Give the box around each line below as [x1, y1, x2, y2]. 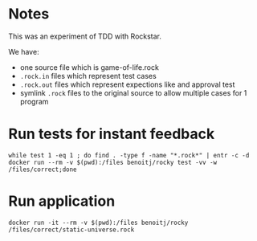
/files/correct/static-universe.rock [8, 226, 135, 234]
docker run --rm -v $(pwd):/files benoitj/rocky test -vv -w [8, 158, 218, 166]
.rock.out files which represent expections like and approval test [19, 80, 235, 89]
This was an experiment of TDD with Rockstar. [8, 31, 162, 41]
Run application [8, 192, 116, 210]
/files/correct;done [8, 165, 78, 174]
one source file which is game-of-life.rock [19, 62, 159, 72]
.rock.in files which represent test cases [19, 71, 157, 80]
